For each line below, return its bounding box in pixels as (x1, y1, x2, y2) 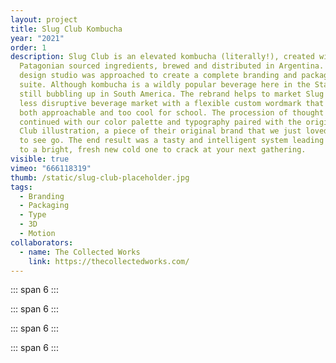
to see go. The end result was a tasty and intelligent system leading (19, 136, 325, 146)
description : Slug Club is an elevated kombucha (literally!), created (10, 52, 315, 62)
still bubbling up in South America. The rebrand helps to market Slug (19, 89, 325, 99)
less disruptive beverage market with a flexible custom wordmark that (19, 98, 325, 108)
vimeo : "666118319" (10, 163, 92, 173)
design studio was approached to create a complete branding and (19, 71, 298, 81)
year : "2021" (10, 33, 65, 43)
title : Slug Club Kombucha (10, 24, 123, 34)
